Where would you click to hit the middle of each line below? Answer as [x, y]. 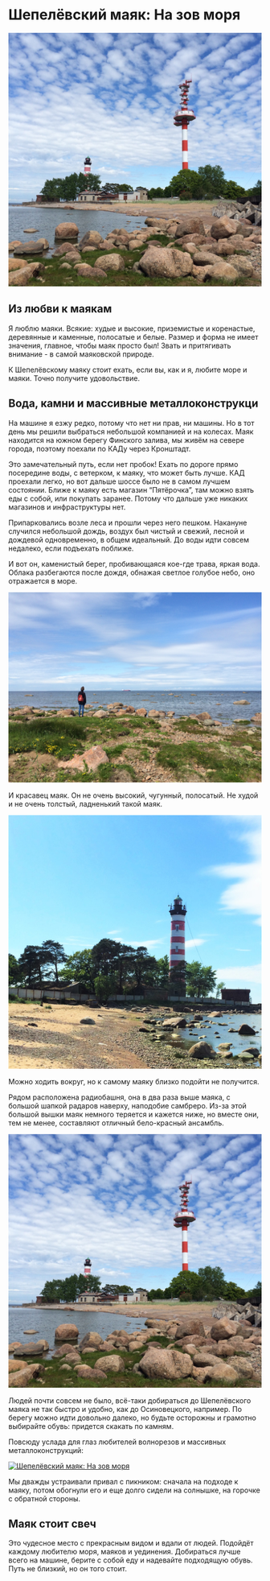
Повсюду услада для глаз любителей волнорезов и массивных [117, 1442]
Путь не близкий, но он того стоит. [67, 1569]
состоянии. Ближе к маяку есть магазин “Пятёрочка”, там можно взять [131, 489]
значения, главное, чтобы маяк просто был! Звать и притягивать [120, 345]
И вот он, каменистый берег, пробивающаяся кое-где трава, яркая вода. [134, 563]
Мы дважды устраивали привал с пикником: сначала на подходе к [123, 1481]
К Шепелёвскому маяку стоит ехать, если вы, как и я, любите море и [128, 369]
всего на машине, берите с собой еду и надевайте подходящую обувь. [131, 1560]
